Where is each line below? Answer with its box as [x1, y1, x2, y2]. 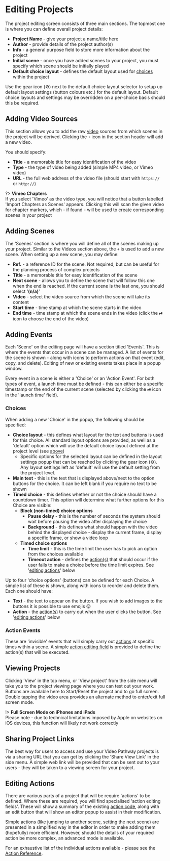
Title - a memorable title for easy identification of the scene [12, 272, 138, 278]
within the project [12, 73, 50, 80]
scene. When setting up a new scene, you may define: [5, 251, 119, 257]
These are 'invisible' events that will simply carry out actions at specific [5, 638, 155, 644]
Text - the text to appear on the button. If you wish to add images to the [12, 598, 163, 604]
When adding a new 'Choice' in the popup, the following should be [5, 416, 145, 422]
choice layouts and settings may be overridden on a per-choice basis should [5, 94, 165, 100]
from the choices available [27, 551, 83, 557]
